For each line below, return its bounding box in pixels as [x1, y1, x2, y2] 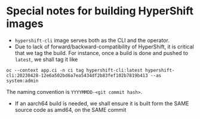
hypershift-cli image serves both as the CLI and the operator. [14, 36, 170, 44]
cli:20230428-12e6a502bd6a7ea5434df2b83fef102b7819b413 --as [6, 72, 162, 78]
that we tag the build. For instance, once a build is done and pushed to [14, 49, 189, 56]
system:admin [6, 78, 39, 84]
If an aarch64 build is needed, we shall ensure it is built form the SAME [14, 100, 189, 107]
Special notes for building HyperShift [6, 4, 194, 18]
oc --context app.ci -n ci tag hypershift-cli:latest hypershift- [6, 67, 175, 73]
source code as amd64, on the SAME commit [14, 106, 127, 113]
